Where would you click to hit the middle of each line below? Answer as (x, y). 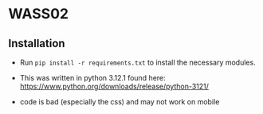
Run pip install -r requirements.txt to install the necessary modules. (138, 62)
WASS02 (39, 14)
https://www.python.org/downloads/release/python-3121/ (114, 86)
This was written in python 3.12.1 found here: (92, 78)
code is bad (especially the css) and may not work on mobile (120, 102)
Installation (37, 43)
